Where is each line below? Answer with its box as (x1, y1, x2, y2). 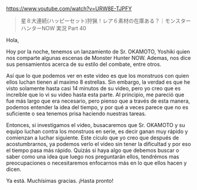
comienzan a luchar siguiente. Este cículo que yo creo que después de (6, 134, 179, 141)
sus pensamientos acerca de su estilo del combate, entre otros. (6, 61, 161, 68)
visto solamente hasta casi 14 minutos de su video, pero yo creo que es (6, 85, 181, 91)
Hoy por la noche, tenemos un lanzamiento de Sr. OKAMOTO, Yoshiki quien (6, 48, 190, 55)
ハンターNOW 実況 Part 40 (20, 25, 87, 31)
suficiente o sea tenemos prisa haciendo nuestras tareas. (6, 110, 147, 117)
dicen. (6, 166, 22, 173)
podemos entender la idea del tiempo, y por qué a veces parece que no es (6, 104, 189, 110)
